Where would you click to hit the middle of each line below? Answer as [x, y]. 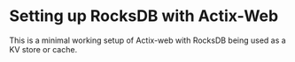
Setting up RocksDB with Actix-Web [144, 16]
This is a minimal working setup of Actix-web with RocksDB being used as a [147, 40]
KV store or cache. [43, 49]
